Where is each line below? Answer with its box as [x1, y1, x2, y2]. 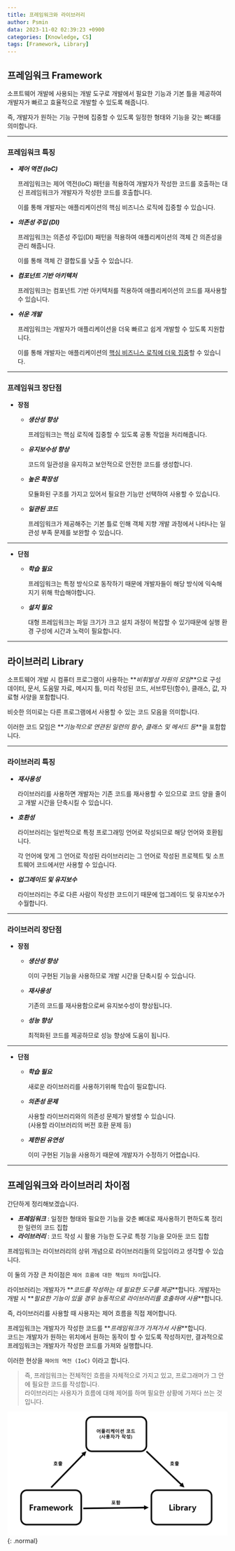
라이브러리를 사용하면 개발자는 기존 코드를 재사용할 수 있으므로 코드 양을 [17, 789, 214, 798]
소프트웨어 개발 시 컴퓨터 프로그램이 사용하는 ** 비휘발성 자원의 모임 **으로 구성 [7, 676, 222, 684]
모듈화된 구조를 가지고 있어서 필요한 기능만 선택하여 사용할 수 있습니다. [27, 489, 220, 498]
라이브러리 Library [7, 655, 84, 667]
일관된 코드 [27, 504, 58, 513]
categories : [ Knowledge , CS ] [7, 34, 92, 41]
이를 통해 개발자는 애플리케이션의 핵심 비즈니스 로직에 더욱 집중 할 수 [17, 349, 203, 357]
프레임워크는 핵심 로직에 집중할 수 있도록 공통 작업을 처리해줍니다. [27, 430, 208, 438]
